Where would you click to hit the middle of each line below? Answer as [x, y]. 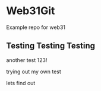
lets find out [21, 83]
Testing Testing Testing [51, 46]
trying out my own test [34, 71]
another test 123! [27, 60]
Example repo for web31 [36, 27]
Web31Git [31, 11]
